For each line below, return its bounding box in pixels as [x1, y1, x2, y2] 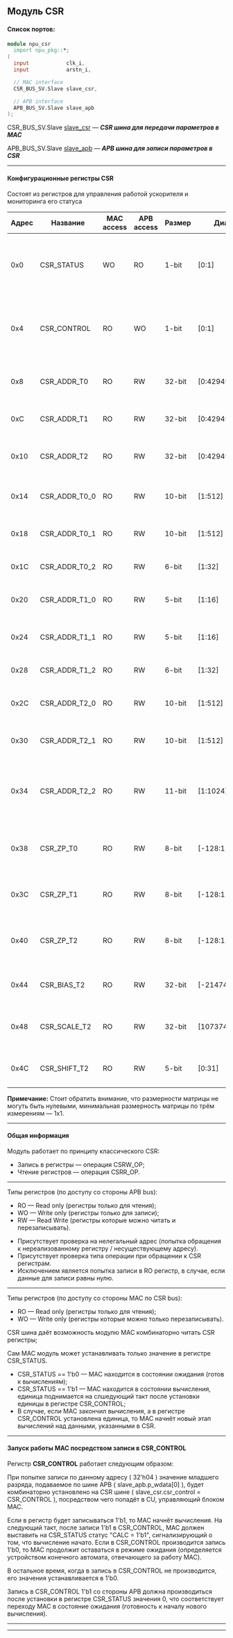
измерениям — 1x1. [7, 1109, 64, 1117]
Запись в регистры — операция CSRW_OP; [17, 1160, 145, 1169]
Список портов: [7, 24, 55, 33]
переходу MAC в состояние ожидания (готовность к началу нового [7, 1602, 207, 1610]
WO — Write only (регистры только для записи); [17, 1208, 159, 1217]
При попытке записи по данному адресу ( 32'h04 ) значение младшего [7, 1472, 219, 1481]
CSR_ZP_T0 [40, 843, 78, 853]
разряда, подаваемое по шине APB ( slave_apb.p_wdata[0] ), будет [7, 1480, 205, 1488]
